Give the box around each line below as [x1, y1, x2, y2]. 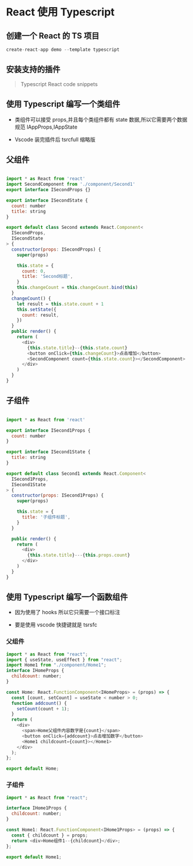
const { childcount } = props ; [11, 832, 88, 838]
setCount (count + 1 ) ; [16, 706, 69, 711]
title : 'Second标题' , [21, 274, 74, 280]
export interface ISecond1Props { [6, 427, 91, 434]
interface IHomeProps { [6, 668, 65, 674]
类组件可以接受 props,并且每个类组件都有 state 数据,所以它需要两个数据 [14, 116, 188, 123]
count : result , [21, 312, 59, 318]
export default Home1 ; [6, 854, 62, 860]
